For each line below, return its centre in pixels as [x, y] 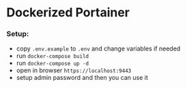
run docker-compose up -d [53, 63]
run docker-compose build [53, 56]
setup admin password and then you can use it [82, 78]
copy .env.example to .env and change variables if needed [98, 48]
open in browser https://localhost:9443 [74, 70]
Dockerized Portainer [68, 13]
